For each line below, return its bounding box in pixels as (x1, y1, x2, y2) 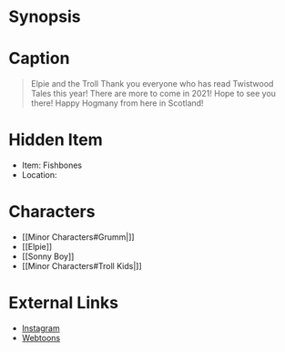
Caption (8, 48, 70, 69)
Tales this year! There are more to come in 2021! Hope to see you (30, 88, 277, 99)
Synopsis (8, 6, 81, 27)
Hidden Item (8, 129, 104, 150)
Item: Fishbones (21, 160, 83, 171)
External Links (8, 293, 119, 314)
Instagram (21, 322, 60, 334)
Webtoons (21, 332, 61, 343)
